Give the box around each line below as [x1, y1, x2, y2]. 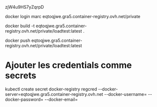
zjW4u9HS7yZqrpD [5, 4, 44, 10]
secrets [5, 70, 37, 81]
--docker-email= [44, 96, 78, 102]
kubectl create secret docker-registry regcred [5, 86, 98, 92]
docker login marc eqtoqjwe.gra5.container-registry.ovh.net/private [5, 14, 140, 19]
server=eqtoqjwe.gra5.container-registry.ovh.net [5, 91, 103, 97]
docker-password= [5, 96, 44, 102]
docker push [5, 37, 31, 43]
